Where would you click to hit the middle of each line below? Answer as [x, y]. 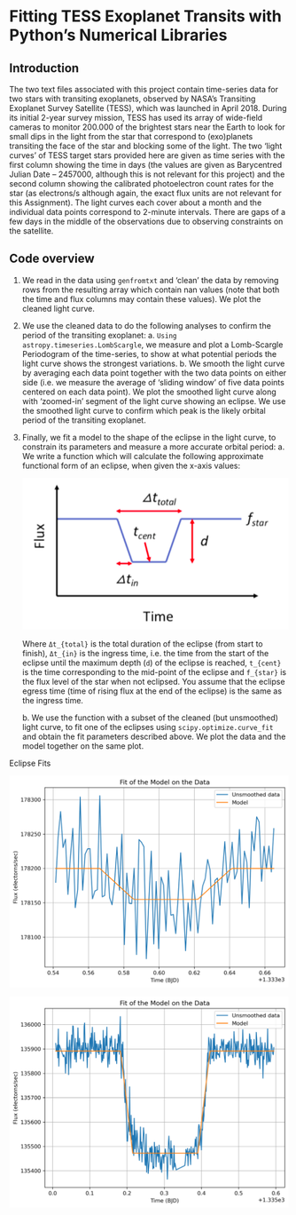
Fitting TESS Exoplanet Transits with [145, 16]
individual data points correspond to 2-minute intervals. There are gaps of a [148, 212]
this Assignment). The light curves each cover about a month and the [136, 202]
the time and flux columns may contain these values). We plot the [141, 298]
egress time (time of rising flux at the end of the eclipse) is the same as [152, 691]
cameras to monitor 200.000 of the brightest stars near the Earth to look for [147, 127]
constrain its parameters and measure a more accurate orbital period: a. [153, 447]
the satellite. [31, 231]
